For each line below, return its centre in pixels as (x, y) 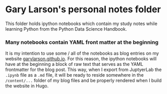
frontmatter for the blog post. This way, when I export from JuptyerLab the (83, 69)
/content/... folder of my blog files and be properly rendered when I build (83, 81)
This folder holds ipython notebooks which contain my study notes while (81, 24)
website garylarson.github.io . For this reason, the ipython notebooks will (81, 59)
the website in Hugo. (27, 86)
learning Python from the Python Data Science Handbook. (66, 29)
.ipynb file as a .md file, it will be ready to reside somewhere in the (75, 75)
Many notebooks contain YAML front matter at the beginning (82, 42)
